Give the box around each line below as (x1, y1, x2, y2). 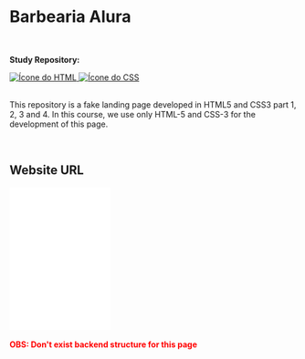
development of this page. (9, 118, 109, 129)
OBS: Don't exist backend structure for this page (9, 339, 198, 350)
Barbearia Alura (9, 6, 131, 27)
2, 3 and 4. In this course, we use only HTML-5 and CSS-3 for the (9, 108, 256, 119)
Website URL (9, 162, 84, 179)
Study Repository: (9, 54, 80, 65)
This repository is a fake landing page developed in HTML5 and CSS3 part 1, (9, 98, 297, 110)
